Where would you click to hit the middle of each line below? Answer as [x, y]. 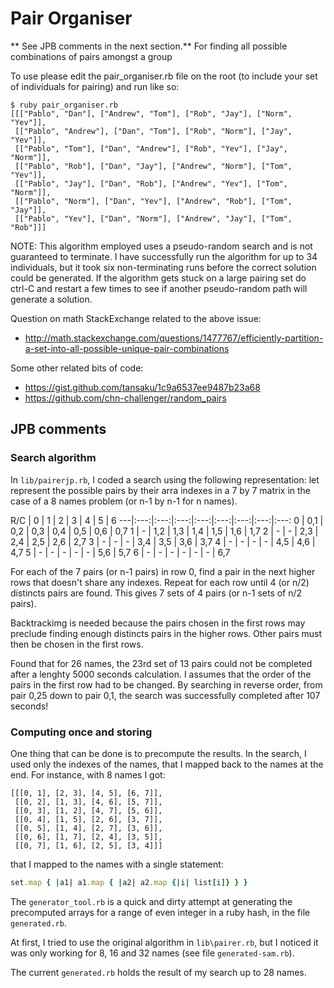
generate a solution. [51, 299]
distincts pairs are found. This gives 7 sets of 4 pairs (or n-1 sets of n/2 [156, 593]
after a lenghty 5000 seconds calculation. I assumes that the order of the [161, 674]
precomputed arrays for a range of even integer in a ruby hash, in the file [160, 912]
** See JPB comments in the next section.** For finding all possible [149, 46]
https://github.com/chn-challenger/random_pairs [125, 398]
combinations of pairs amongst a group [91, 56]
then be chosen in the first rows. [77, 644]
